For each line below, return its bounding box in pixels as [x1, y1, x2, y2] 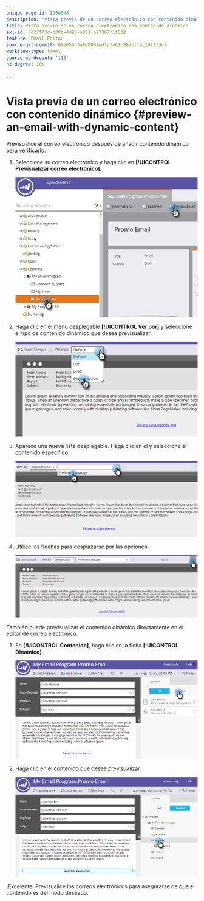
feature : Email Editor [6, 35, 64, 42]
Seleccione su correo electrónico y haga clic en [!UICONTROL [15, 159, 172, 166]
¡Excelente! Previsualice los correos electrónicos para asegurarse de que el [6, 883, 195, 890]
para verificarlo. [6, 147, 47, 154]
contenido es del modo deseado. [6, 889, 89, 897]
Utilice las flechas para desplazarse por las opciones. [15, 543, 149, 550]
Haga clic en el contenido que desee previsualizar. [15, 765, 141, 772]
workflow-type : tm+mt [6, 49, 61, 55]
